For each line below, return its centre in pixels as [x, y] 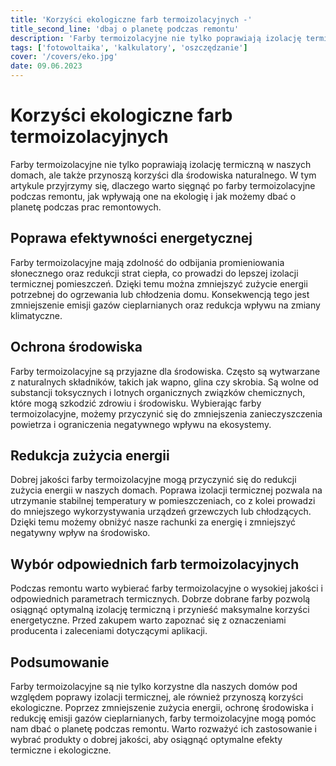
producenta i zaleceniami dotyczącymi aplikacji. [109, 631]
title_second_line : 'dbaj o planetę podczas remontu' [125, 29]
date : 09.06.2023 [46, 66]
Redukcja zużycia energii [90, 455]
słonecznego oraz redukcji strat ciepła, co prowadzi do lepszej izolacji [154, 273]
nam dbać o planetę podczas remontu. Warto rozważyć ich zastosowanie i [163, 729]
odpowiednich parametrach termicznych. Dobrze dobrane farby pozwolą [160, 599]
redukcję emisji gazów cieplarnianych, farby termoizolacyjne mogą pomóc [163, 718]
